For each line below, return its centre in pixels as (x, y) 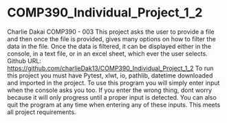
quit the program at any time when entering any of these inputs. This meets (114, 104)
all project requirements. (42, 112)
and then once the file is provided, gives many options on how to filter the (111, 38)
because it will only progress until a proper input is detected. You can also (112, 97)
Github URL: (24, 60)
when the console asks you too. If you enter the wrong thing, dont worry (109, 90)
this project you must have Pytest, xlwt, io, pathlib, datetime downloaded (110, 75)
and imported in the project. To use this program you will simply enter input (113, 82)
